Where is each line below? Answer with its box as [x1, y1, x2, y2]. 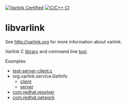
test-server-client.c [12, 67, 53, 73]
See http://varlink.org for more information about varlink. [5, 38, 122, 44]
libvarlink [5, 22, 45, 33]
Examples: [5, 58, 27, 64]
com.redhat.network [12, 94, 55, 100]
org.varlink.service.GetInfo [12, 73, 68, 79]
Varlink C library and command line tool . [5, 48, 88, 54]
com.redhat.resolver [12, 89, 55, 95]
